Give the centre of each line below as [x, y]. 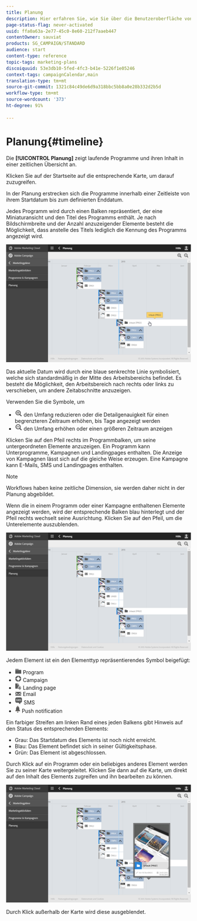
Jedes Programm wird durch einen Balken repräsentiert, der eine [84, 211]
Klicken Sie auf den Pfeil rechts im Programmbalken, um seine [81, 440]
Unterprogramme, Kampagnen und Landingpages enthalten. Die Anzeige [94, 453]
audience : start [26, 50]
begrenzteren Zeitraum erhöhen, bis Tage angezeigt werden [87, 421]
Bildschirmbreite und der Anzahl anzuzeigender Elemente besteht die [90, 223]
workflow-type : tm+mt [33, 93]
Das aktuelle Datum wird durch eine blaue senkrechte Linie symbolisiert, [93, 372]
